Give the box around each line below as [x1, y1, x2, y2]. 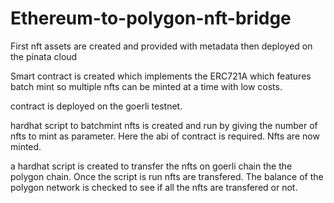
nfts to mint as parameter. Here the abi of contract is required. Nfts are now [10, 130, 320, 142]
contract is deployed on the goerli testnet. [10, 100, 183, 112]
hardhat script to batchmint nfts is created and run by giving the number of [10, 119, 318, 131]
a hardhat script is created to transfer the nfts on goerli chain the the [10, 160, 293, 172]
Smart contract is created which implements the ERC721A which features [10, 70, 312, 82]
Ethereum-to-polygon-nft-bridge [10, 7, 292, 30]
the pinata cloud [10, 50, 78, 62]
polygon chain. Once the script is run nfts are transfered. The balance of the [10, 170, 324, 182]
